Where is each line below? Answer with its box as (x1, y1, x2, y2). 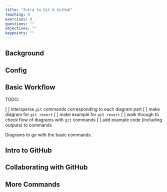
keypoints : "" (5, 30, 35, 35)
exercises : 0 (5, 16, 32, 21)
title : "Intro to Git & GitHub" (5, 7, 72, 12)
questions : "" (5, 21, 35, 26)
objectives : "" (5, 26, 37, 31)
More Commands (5, 180, 60, 188)
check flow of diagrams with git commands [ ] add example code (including (5, 116, 162, 122)
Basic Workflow (5, 83, 56, 91)
